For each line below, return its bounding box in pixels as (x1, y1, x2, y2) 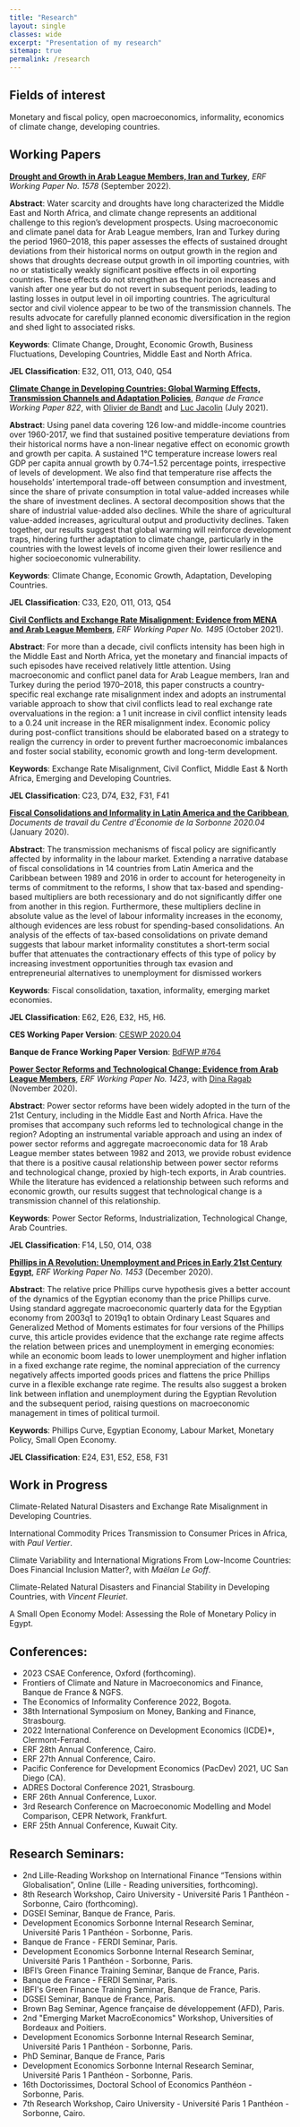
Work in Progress (9, 1478, 108, 1493)
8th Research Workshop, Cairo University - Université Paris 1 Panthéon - (21, 1889, 290, 1900)
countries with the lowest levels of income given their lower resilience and (9, 543, 282, 553)
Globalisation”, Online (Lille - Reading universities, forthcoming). (21, 1880, 259, 1891)
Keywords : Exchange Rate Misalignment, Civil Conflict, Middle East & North (9, 763, 288, 774)
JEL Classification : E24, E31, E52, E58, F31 (9, 1452, 168, 1462)
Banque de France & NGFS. (21, 1687, 124, 1698)
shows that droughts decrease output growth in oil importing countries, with (9, 254, 289, 265)
